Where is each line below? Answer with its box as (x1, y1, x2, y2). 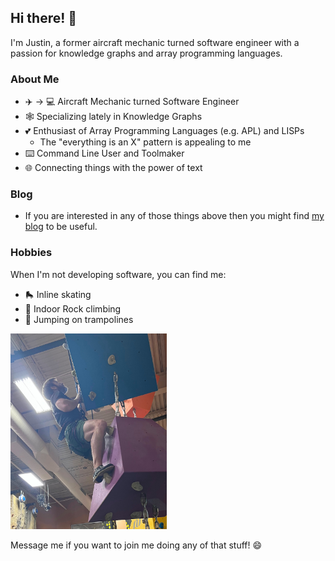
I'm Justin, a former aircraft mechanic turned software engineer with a (10, 36, 300, 48)
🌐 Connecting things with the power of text (24, 162, 203, 174)
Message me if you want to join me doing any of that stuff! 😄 (10, 539, 263, 551)
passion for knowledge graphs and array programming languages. (10, 47, 283, 59)
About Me (10, 72, 60, 86)
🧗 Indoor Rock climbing (24, 302, 122, 315)
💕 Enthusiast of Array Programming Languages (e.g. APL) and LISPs (24, 125, 305, 137)
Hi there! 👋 (10, 10, 78, 27)
